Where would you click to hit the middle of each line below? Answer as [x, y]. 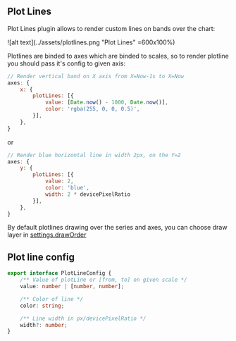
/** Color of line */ [51, 299]
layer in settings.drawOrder [47, 235]
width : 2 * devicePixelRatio [88, 194]
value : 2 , [59, 181]
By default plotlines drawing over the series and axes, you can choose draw [117, 228]
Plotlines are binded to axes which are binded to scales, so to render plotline [118, 56]
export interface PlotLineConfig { [60, 273]
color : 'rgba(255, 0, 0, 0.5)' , [92, 109]
